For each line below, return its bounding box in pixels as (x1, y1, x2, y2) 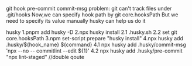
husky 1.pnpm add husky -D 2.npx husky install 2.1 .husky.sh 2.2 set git (6, 29, 177, 36)
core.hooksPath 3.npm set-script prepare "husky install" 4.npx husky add (6, 35, 183, 41)
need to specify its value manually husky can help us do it (6, 18, 146, 24)
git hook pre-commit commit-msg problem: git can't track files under (6, 5, 172, 12)
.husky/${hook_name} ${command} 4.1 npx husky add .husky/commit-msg (6, 41, 186, 48)
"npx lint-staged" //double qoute (6, 54, 85, 60)
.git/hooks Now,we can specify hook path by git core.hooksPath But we (6, 11, 179, 18)
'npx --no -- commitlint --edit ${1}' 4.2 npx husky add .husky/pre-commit (6, 47, 183, 54)
